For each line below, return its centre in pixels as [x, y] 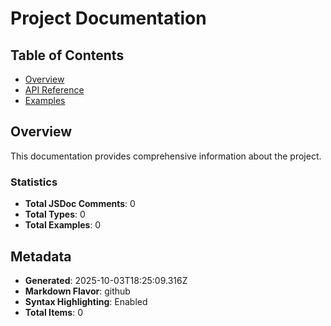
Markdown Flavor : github [77, 291]
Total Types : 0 [55, 214]
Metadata [41, 256]
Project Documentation [108, 18]
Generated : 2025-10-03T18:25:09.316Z [106, 280]
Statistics [34, 182]
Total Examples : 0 [63, 225]
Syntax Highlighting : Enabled [86, 301]
